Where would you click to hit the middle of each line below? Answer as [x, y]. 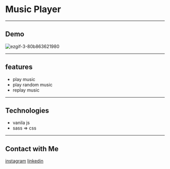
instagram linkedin [25, 161]
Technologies [27, 111]
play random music [33, 85]
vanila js [21, 123]
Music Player [33, 9]
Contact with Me [32, 149]
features [19, 67]
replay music [26, 90]
